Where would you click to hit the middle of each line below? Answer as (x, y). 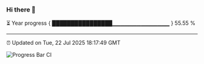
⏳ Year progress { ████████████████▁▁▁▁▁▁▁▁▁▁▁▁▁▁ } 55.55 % (101, 23)
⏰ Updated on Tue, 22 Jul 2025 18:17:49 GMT (63, 43)
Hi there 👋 (21, 10)
